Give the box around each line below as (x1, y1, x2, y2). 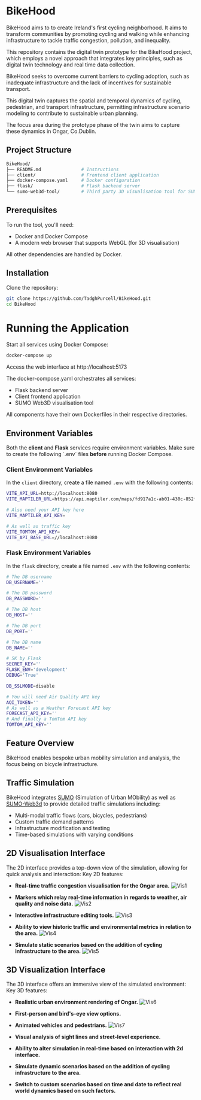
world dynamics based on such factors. (14, 1087, 116, 1095)
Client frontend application (14, 393, 81, 400)
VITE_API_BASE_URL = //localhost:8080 (6, 534, 98, 540)
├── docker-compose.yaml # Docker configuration (6, 178, 141, 184)
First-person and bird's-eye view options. (14, 1010, 121, 1017)
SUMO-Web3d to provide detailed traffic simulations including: (6, 800, 161, 807)
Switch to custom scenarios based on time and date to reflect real (14, 1081, 182, 1088)
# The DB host (6, 606, 42, 613)
